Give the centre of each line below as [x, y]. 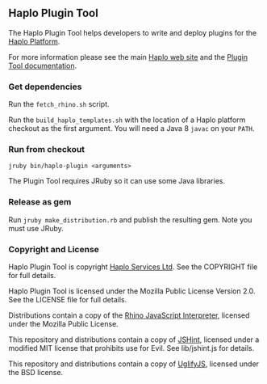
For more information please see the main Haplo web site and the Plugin [128, 57]
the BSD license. [35, 372]
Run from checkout [47, 150]
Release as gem [40, 202]
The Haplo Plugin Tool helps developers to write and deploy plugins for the [132, 32]
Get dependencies [45, 87]
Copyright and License [54, 249]
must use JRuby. [36, 228]
